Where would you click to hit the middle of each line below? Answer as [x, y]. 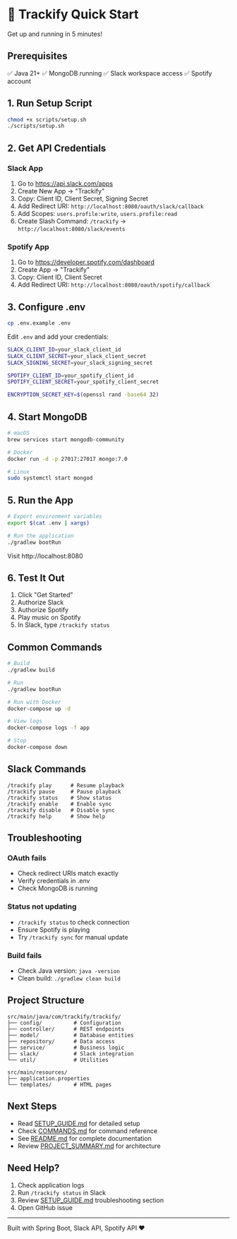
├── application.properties [49, 1078]
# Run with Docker [34, 702]
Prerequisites [37, 56]
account [19, 81]
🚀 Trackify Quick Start [73, 14]
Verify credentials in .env [54, 881]
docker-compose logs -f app [49, 728]
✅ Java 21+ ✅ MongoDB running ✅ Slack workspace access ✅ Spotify [110, 73]
